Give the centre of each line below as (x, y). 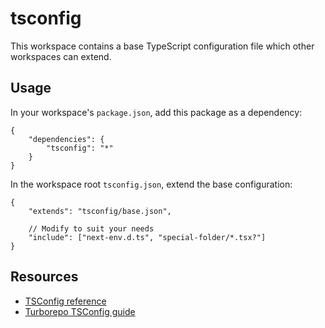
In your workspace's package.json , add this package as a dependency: (156, 112)
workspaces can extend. (61, 56)
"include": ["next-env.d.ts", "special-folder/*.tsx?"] (147, 237)
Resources (44, 277)
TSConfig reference (65, 301)
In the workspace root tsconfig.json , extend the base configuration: (151, 184)
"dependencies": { (66, 139)
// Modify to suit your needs (91, 228)
